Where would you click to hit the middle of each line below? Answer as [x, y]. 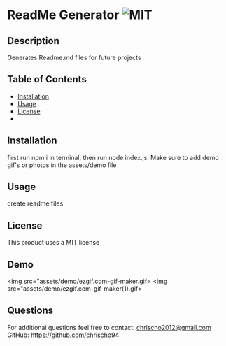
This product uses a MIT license [54, 243]
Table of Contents [47, 79]
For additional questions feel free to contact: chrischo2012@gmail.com [109, 327]
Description [33, 41]
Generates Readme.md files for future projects [74, 57]
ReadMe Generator [63, 15]
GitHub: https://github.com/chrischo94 [63, 335]
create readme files [35, 203]
